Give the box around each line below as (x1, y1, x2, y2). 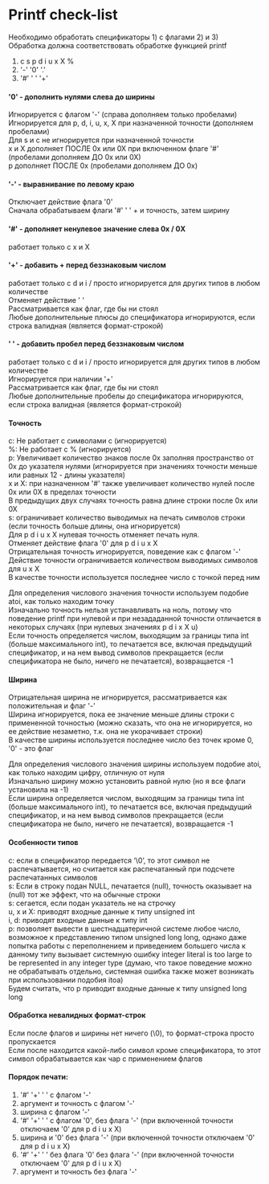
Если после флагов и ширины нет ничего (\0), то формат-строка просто (8, 1028, 255, 1038)
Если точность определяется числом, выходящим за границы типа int (8, 631, 249, 640)
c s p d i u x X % (19, 56, 75, 66)
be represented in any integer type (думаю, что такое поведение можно (8, 957, 252, 967)
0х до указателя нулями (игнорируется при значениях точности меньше (8, 462, 258, 472)
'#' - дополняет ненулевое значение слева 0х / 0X (8, 223, 186, 234)
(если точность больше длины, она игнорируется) (8, 521, 181, 531)
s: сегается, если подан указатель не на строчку (8, 898, 177, 908)
